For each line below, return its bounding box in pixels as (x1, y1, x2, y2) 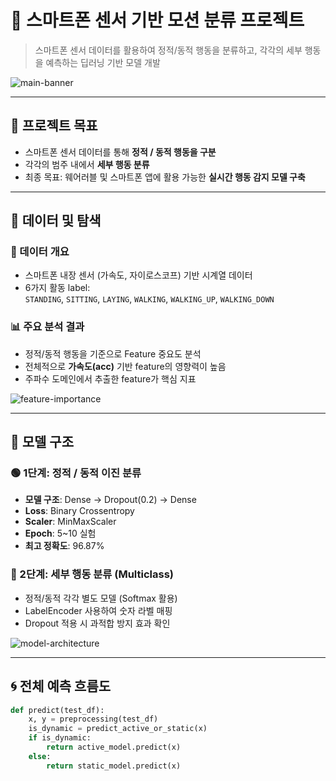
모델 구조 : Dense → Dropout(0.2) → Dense (24, 494, 197, 506)
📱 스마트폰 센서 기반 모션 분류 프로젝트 (10, 9, 305, 32)
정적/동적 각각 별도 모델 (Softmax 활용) (24, 592, 178, 604)
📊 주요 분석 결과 (10, 320, 85, 334)
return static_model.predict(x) (46, 761, 182, 771)
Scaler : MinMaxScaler (24, 516, 117, 528)
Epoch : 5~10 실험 (24, 527, 97, 540)
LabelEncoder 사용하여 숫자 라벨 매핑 (24, 604, 173, 616)
